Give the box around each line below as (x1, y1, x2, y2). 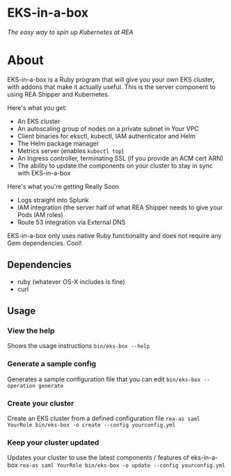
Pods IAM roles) (17, 210, 64, 219)
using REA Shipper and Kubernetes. (7, 90, 110, 98)
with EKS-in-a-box (17, 168, 71, 177)
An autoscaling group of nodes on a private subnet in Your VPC (17, 124, 200, 133)
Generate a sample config (7, 359, 96, 369)
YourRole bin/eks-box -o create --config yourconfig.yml (7, 421, 176, 429)
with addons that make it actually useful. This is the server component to (7, 82, 216, 91)
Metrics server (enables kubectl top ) (17, 146, 124, 154)
